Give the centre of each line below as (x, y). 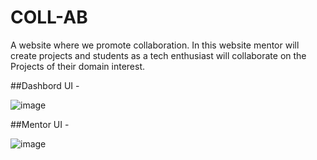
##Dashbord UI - (45, 85)
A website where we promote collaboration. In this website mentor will (155, 45)
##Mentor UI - (40, 124)
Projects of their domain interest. (77, 66)
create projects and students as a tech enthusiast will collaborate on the (158, 55)
